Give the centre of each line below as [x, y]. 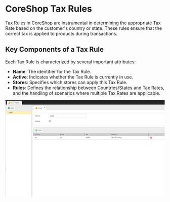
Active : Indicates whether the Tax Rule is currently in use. [73, 77]
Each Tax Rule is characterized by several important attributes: [71, 62]
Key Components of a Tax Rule [54, 49]
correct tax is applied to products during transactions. [61, 33]
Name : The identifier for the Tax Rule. [52, 71]
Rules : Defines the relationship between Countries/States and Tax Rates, [88, 88]
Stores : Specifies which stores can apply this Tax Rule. [70, 82]
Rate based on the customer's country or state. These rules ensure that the [84, 28]
